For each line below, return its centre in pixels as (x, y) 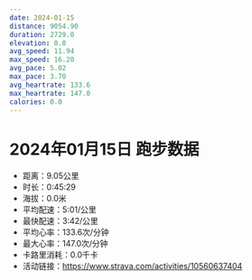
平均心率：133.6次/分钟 (65, 232)
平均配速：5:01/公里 (59, 210)
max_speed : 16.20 (42, 60)
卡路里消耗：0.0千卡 (60, 255)
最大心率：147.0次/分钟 (65, 244)
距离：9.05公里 (51, 176)
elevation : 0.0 (38, 43)
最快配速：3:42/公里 (61, 221)
